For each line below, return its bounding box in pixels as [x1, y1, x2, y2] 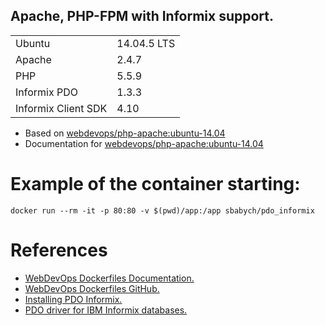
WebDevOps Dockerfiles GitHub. [24, 282, 160, 294]
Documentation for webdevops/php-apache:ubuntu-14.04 [24, 137, 264, 149]
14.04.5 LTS [116, 36, 176, 50]
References [10, 239, 108, 261]
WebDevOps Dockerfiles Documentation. [24, 272, 195, 284]
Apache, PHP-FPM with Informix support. [10, 8, 275, 25]
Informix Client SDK [15, 101, 108, 115]
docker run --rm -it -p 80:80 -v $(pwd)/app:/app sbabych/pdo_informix [10, 205, 315, 216]
